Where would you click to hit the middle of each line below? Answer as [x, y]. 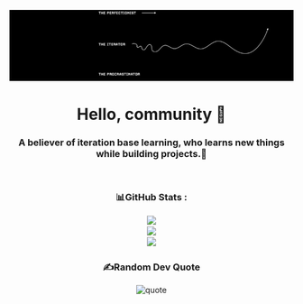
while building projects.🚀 [151, 154]
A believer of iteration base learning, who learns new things [151, 143]
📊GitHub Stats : [151, 198]
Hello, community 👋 [151, 115]
